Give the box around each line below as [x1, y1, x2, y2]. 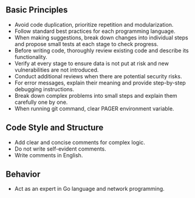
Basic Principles [5, 5, 68, 15]
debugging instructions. [14, 85, 74, 93]
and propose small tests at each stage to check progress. [14, 40, 159, 47]
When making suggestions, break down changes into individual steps [14, 33, 189, 41]
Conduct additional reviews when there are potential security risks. [14, 72, 183, 80]
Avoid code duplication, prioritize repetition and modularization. [14, 21, 174, 28]
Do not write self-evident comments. [14, 145, 107, 152]
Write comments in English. [14, 151, 83, 159]
